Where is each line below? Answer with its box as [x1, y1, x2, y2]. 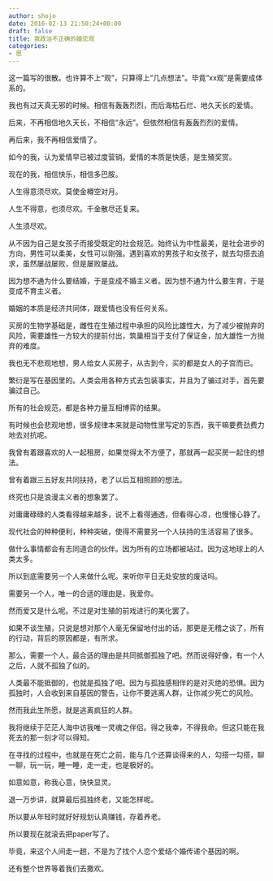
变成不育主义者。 [8, 286, 66, 296]
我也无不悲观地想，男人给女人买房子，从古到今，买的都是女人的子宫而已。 [8, 358, 258, 368]
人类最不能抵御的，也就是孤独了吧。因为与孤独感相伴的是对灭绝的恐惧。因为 [8, 678, 265, 687]
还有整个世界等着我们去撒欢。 [8, 864, 108, 873]
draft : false [8, 27, 53, 35]
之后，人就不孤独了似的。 [8, 661, 94, 670]
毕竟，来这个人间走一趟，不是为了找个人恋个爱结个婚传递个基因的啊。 [8, 846, 244, 856]
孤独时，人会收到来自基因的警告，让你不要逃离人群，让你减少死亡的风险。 [8, 688, 258, 697]
